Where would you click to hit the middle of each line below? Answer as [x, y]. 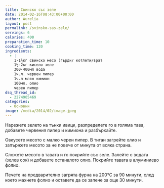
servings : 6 [17, 33]
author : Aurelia [22, 19]
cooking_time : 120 [24, 47]
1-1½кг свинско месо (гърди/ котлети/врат [58, 60]
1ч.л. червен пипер [34, 74]
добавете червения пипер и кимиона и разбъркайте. [61, 130]
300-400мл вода [30, 70]
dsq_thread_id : [21, 93]
